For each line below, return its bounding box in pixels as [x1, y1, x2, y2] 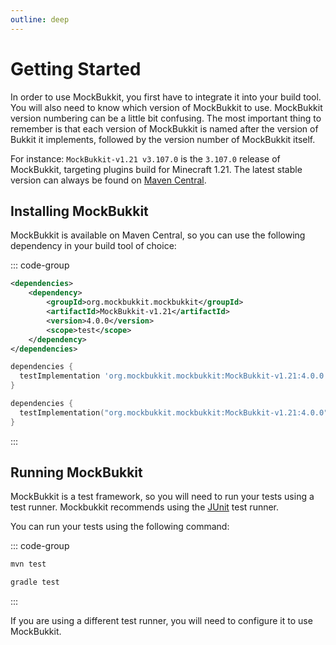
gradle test [10, 577, 60, 588]
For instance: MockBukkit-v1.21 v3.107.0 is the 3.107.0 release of [10, 152, 281, 165]
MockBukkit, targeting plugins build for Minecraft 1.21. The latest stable [10, 163, 303, 175]
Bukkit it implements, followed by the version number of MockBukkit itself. [10, 133, 316, 145]
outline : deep [10, 14, 70, 25]
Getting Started [10, 57, 142, 80]
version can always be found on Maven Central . [10, 174, 207, 186]
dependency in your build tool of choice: [10, 240, 177, 252]
